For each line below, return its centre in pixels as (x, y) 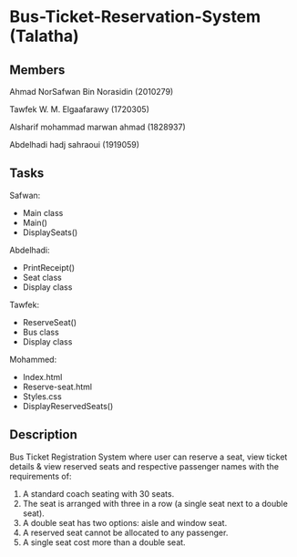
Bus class (41, 332)
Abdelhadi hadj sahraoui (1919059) (74, 144)
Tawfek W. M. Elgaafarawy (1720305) (80, 109)
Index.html (42, 376)
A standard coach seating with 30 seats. (98, 493)
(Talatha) (44, 36)
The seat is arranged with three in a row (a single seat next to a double (155, 503)
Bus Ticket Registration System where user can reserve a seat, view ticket (148, 457)
